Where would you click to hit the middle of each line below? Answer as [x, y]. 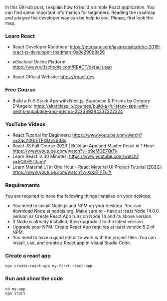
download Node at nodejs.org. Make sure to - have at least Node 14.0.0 [85, 211]
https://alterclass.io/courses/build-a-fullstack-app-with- [91, 106]
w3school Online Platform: [40, 62]
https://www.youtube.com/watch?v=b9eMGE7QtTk [65, 151]
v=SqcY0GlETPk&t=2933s [39, 140]
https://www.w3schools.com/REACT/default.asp [62, 67]
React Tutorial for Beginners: [42, 135]
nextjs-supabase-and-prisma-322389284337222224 [68, 111]
